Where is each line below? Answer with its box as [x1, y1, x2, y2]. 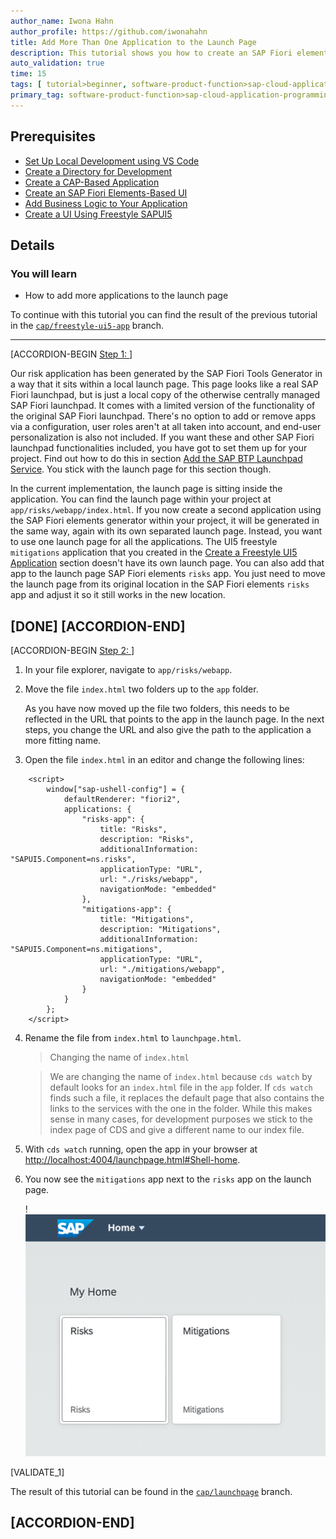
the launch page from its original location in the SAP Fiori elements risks [10, 578, 310, 590]
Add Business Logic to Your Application [24, 197, 188, 209]
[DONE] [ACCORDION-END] [10, 618, 186, 635]
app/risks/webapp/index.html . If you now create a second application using [10, 504, 322, 516]
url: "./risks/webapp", [99, 875, 199, 885]
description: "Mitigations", [99, 925, 222, 935]
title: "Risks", [99, 825, 168, 835]
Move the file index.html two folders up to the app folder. [24, 683, 259, 695]
